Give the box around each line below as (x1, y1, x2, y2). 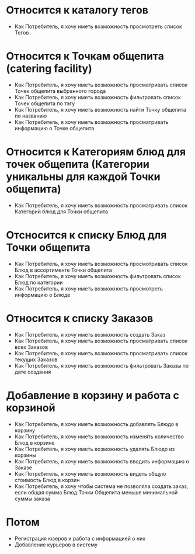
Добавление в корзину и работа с (6, 389, 180, 402)
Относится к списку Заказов (6, 311, 154, 325)
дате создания (14, 368, 51, 375)
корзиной (6, 401, 55, 414)
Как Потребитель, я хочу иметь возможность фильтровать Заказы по (14, 362, 189, 369)
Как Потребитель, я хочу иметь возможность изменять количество (14, 433, 184, 440)
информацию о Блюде (14, 291, 71, 298)
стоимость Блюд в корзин (14, 476, 80, 483)
